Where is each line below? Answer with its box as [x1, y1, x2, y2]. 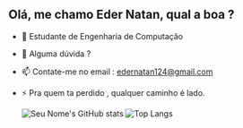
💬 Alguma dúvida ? [21, 48, 91, 59]
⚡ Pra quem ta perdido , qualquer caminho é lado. [21, 87, 205, 98]
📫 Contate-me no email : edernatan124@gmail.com [21, 66, 213, 77]
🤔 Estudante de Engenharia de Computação [21, 30, 184, 41]
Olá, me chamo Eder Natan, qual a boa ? [8, 7, 235, 22]
